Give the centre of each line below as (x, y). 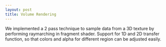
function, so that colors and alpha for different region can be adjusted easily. (83, 39)
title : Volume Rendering (31, 14)
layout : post (19, 10)
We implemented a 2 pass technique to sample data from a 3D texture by (80, 28)
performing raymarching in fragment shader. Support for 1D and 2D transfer (82, 34)
